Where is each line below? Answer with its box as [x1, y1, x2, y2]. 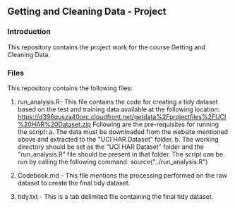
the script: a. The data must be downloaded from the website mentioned [17, 127, 228, 136]
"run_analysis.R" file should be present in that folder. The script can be [17, 149, 224, 158]
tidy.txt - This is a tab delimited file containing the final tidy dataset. [17, 192, 214, 200]
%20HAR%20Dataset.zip [17, 120, 92, 128]
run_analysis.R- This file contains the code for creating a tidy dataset [17, 97, 218, 106]
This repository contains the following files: [7, 84, 133, 92]
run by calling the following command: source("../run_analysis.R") [17, 157, 208, 166]
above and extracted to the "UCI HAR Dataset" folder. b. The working [17, 135, 219, 143]
